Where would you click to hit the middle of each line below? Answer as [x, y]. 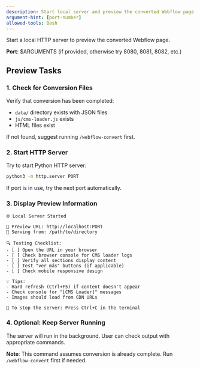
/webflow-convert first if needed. [46, 360]
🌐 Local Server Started [36, 216]
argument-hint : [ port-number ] [44, 17]
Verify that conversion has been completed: [60, 101]
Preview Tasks [34, 71]
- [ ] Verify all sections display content [61, 260]
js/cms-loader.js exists [44, 119]
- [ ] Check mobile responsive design [54, 271]
